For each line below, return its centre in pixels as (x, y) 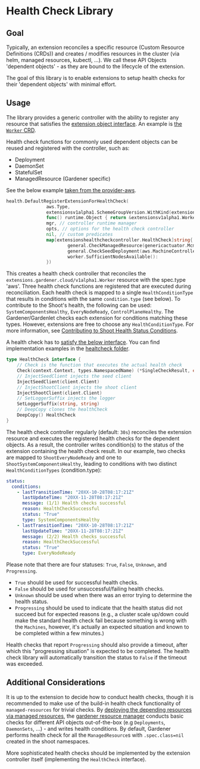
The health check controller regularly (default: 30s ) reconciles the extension (99, 432)
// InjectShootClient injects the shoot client (77, 387)
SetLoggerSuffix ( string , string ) (58, 404)
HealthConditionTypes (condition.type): (54, 470)
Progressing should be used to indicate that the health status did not (99, 608)
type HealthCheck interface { (44, 359)
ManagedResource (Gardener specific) (62, 179)
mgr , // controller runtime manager (91, 223)
